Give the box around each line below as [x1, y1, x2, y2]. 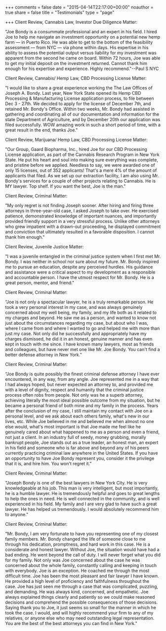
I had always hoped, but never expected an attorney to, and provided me [5, 382, 153, 387]
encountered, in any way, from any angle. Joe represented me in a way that [5, 376, 159, 382]
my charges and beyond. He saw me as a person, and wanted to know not [5, 315, 157, 321]
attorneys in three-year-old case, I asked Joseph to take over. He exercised [5, 208, 159, 213]
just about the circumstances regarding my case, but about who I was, [5, 320, 149, 326]
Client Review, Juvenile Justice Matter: [5, 244, 84, 250]
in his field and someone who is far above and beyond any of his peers [5, 445, 149, 451]
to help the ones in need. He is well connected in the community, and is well [5, 496, 160, 501]
